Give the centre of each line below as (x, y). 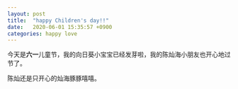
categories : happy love (42, 34)
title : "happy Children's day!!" (58, 20)
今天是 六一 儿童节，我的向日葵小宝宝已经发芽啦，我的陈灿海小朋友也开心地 (116, 54)
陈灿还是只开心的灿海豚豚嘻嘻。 (54, 78)
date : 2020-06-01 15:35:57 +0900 (60, 27)
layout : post (27, 14)
